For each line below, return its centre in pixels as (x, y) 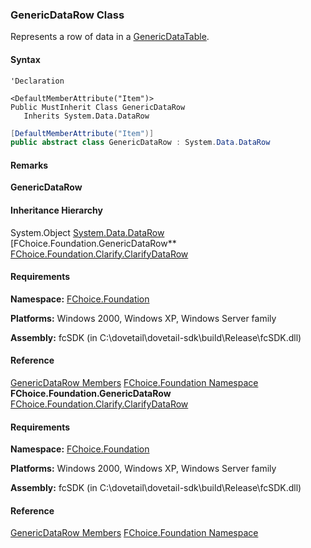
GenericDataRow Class (67, 15)
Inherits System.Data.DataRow (86, 116)
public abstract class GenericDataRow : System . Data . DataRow (140, 143)
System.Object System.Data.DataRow (87, 232)
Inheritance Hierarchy (56, 210)
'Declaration (37, 81)
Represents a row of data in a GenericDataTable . (110, 37)
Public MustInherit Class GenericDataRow (98, 107)
